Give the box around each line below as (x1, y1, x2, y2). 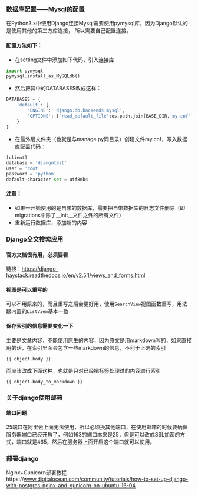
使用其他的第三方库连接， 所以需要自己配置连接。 (11, 27, 131, 34)
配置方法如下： (6, 41, 42, 48)
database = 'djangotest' (6, 160, 67, 166)
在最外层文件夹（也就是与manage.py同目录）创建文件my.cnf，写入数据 (14, 135, 187, 142)
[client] (6, 155, 28, 161)
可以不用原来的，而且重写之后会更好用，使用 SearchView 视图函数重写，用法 (6, 300, 187, 308)
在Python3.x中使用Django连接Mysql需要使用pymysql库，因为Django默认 (6, 19, 183, 27)
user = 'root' (6, 165, 41, 172)
